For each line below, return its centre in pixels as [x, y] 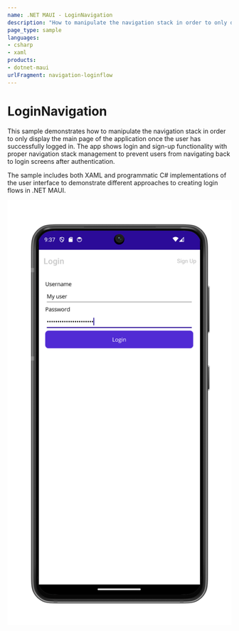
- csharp [20, 45]
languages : [23, 38]
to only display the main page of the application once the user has [104, 138]
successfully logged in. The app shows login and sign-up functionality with [117, 146]
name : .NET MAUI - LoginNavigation [60, 15]
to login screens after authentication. [61, 161]
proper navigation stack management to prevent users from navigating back [119, 154]
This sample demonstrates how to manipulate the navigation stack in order [117, 131]
